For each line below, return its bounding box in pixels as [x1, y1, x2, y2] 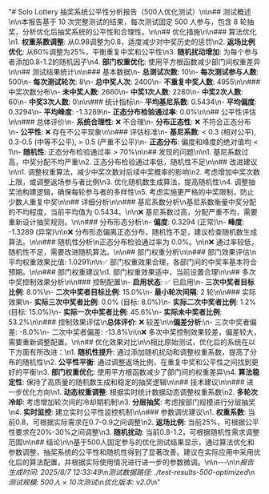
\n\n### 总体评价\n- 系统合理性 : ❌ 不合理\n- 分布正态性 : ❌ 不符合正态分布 [8, 117, 251, 127]
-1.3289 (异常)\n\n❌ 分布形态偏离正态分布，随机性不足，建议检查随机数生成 [8, 227, 258, 236]
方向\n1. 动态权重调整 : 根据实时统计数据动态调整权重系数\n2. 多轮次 [35, 388, 259, 396]
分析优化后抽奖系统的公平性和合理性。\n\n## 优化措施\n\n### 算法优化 [22, 27, 258, 36]
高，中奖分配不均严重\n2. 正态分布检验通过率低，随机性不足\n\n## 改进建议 [8, 157, 258, 167]
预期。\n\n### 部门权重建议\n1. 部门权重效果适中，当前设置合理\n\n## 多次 [8, 267, 256, 276]
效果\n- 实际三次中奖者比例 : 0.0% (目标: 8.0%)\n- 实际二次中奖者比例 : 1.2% [8, 297, 256, 307]
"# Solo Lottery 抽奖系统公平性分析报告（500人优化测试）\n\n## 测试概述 [8, 7, 251, 16]
